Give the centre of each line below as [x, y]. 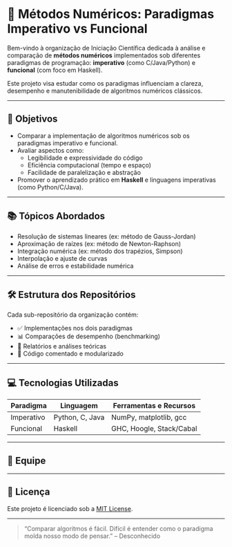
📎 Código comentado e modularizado [70, 354]
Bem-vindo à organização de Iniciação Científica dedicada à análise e [106, 48]
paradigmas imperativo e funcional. [68, 143]
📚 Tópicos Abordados [56, 216]
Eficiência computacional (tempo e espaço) [89, 165]
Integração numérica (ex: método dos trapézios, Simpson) [100, 251]
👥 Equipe [27, 460]
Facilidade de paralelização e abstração [84, 172]
